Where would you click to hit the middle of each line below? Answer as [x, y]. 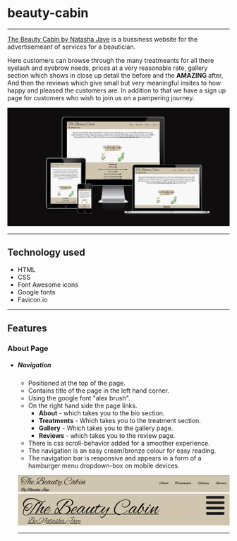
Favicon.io [32, 299]
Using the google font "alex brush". [79, 398]
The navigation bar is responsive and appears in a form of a [115, 458]
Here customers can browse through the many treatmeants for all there [111, 60]
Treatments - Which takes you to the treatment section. [120, 420]
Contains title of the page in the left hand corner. [98, 391]
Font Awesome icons [48, 285]
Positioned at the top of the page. [77, 383]
